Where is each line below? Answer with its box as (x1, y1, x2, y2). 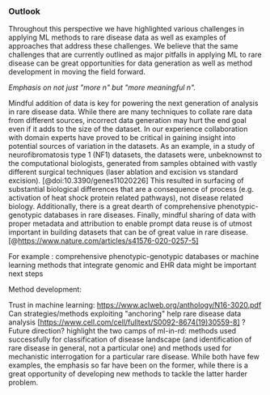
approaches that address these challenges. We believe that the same (8, 41, 238, 51)
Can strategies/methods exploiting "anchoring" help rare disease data (8, 309, 242, 319)
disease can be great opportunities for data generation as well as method (8, 58, 253, 68)
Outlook (8, 6, 40, 17)
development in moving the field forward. (8, 67, 146, 77)
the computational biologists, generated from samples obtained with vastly (8, 159, 257, 168)
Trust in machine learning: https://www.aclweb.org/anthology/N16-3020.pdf (8, 300, 262, 310)
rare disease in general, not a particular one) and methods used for (8, 343, 232, 353)
